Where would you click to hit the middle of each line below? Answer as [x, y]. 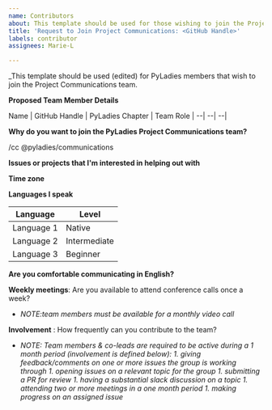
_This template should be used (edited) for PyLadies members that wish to [132, 76]
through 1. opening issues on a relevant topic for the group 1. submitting [140, 371]
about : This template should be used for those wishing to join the [126, 23]
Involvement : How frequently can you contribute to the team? [113, 330]
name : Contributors [41, 16]
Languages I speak [41, 194]
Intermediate [90, 241]
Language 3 [35, 254]
